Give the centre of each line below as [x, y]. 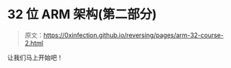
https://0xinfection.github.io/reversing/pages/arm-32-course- [134, 35]
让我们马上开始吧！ [35, 57]
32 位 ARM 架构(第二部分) [82, 14]
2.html [34, 43]
